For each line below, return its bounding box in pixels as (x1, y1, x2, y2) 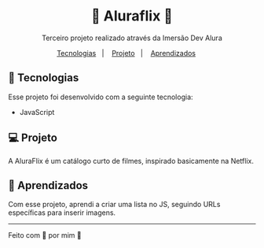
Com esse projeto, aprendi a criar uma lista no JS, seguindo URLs (8, 200, 221, 209)
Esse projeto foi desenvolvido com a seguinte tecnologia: (8, 92, 194, 102)
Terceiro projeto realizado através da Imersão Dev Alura (42, 33, 222, 43)
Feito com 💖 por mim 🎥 (8, 231, 82, 240)
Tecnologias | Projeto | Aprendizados (56, 48, 196, 57)
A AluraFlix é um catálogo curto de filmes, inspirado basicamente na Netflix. (8, 156, 254, 165)
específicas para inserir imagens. (8, 208, 116, 217)
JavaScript (19, 107, 55, 117)
